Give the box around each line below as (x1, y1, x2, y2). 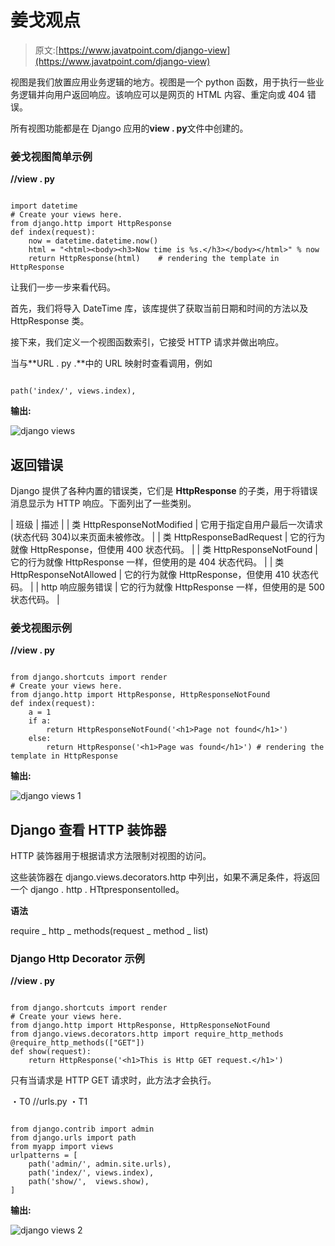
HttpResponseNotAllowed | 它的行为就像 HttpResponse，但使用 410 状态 (10, 569, 310, 581)
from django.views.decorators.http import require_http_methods (10, 1029, 284, 1040)
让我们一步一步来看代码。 (10, 281, 116, 293)
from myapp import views (10, 1142, 114, 1152)
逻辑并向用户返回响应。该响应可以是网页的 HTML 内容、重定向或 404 (18, 88, 305, 100)
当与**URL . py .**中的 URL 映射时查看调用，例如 (10, 357, 213, 370)
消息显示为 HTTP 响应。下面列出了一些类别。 (10, 497, 197, 510)
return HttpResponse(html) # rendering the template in (28, 254, 280, 264)
